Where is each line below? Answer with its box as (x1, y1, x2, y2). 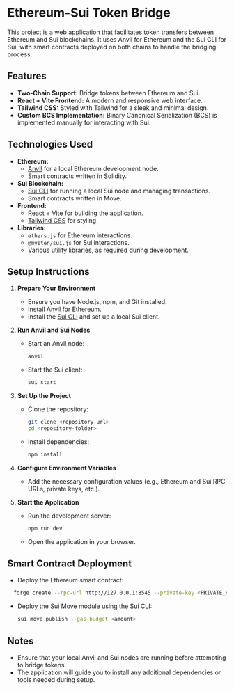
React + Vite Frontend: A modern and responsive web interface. (17, 96, 203, 104)
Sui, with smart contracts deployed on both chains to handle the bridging (7, 42, 217, 51)
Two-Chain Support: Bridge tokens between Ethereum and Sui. (17, 88, 201, 97)
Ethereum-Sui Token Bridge (7, 5, 171, 21)
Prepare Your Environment (17, 284, 96, 293)
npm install (27, 451, 63, 458)
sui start (27, 379, 57, 386)
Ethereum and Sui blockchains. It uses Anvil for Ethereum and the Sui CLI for (7, 35, 227, 43)
